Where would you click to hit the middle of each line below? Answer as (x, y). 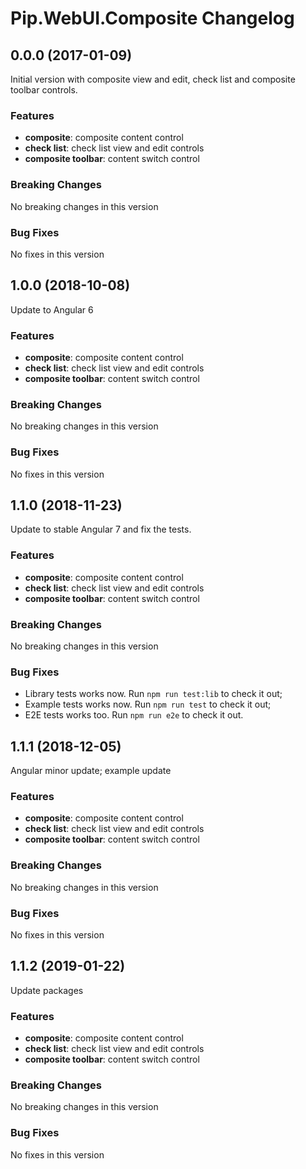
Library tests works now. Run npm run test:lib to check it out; (153, 694)
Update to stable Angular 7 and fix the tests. (101, 529)
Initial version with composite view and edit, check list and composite (153, 79)
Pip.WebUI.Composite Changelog (152, 18)
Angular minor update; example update (91, 771)
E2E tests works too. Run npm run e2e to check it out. (134, 715)
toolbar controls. (44, 90)
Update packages (47, 990)
